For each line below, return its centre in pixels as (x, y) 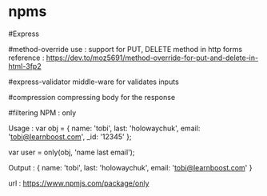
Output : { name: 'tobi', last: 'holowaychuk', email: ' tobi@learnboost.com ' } (130, 167)
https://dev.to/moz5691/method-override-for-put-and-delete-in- (152, 58)
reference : (26, 58)
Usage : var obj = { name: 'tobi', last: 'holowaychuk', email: (104, 128)
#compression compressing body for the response (92, 97)
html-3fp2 (25, 66)
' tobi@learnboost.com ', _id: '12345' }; (70, 136)
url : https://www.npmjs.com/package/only (79, 183)
